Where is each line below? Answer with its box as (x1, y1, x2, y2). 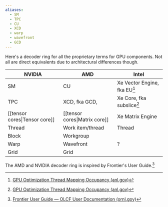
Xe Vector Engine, (117, 79, 159, 86)
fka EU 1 (117, 85, 136, 93)
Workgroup (63, 132, 89, 139)
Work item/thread (63, 124, 104, 131)
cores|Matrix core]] (63, 116, 109, 123)
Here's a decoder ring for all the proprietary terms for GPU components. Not (5, 53, 162, 59)
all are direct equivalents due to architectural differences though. (5, 58, 139, 65)
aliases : (5, 7, 23, 12)
